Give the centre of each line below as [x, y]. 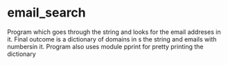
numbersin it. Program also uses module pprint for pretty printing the [105, 46]
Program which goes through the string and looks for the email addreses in [114, 32]
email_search [47, 13]
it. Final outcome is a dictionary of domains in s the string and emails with [112, 39]
